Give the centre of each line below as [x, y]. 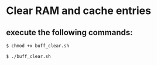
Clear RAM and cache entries [78, 11]
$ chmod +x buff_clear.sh [37, 46]
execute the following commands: [69, 32]
